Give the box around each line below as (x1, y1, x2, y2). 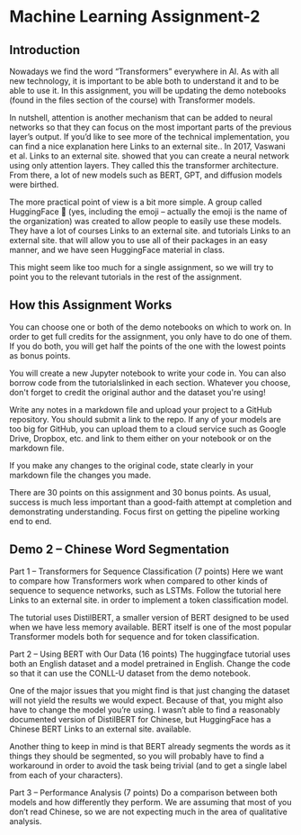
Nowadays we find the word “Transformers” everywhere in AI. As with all (9, 66, 279, 77)
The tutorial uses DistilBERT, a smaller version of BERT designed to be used (9, 612, 289, 622)
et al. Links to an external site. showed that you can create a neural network (9, 150, 290, 161)
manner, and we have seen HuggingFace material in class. (9, 245, 226, 255)
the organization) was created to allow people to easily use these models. (9, 216, 282, 226)
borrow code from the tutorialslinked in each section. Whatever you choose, (9, 377, 291, 388)
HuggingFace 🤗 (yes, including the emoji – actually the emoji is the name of (9, 206, 288, 217)
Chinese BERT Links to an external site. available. (9, 723, 191, 734)
